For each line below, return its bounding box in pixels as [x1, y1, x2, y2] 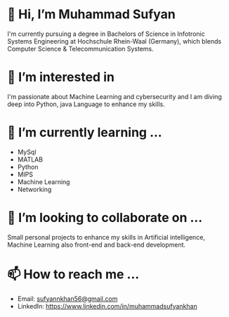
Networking [17, 185, 52, 193]
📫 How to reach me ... [7, 266, 140, 282]
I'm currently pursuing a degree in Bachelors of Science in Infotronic [7, 30, 205, 38]
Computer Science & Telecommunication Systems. [7, 44, 155, 53]
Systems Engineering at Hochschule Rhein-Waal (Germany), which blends [7, 37, 222, 45]
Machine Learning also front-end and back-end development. [7, 240, 186, 249]
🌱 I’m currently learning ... [7, 124, 163, 141]
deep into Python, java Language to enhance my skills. [7, 100, 165, 108]
